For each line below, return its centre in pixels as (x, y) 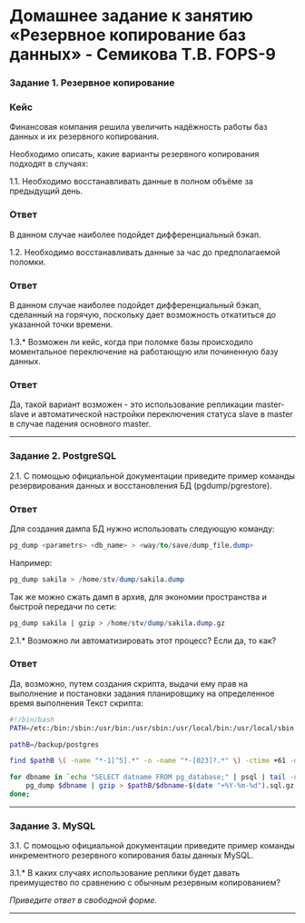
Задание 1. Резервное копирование (92, 83)
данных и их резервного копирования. (84, 136)
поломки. (28, 262)
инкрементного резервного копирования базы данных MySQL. (132, 856)
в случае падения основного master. (80, 424)
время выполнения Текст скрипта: (76, 703)
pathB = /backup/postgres (54, 744)
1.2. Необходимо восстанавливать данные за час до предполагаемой (145, 252)
